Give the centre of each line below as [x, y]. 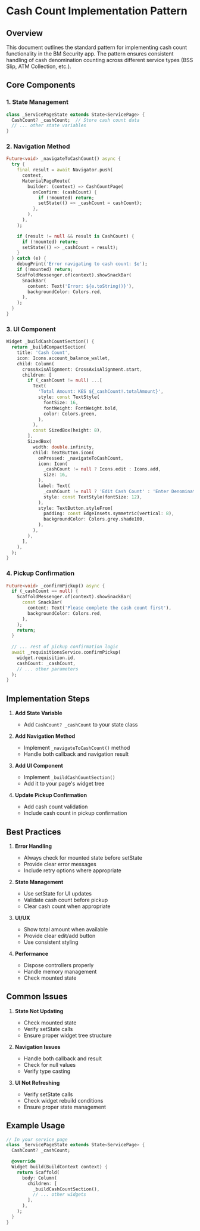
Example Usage [36, 1126]
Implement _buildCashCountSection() [69, 777]
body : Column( [40, 1178]
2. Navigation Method [38, 146]
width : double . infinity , [63, 447]
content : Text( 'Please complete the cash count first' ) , [99, 608]
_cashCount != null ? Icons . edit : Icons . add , [102, 469]
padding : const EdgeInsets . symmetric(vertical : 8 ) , [109, 514]
